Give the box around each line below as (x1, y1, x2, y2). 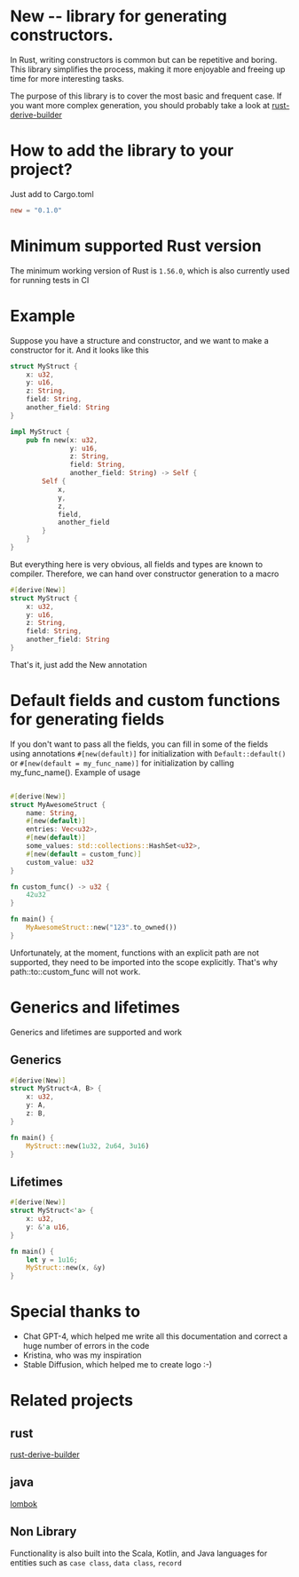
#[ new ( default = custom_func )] (26, 850, 142, 859)
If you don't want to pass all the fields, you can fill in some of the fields (10, 739, 269, 749)
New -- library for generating (10, 6, 227, 27)
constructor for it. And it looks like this (10, 345, 149, 355)
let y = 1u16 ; (26, 1255, 78, 1264)
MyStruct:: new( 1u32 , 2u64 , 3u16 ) (26, 1141, 150, 1151)
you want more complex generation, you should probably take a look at (10, 99, 270, 110)
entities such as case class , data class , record (10, 1557, 183, 1568)
